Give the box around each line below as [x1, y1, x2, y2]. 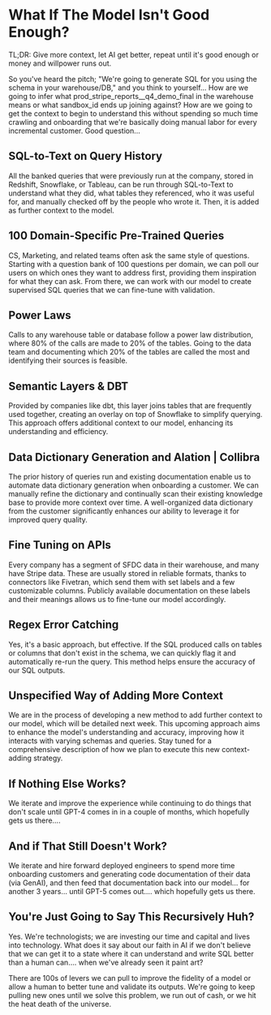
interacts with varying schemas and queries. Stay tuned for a [8, 736, 213, 746]
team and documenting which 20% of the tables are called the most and [8, 347, 250, 357]
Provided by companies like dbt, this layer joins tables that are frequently [8, 401, 252, 411]
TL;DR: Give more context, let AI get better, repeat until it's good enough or [8, 49, 260, 59]
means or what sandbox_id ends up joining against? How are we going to [8, 100, 253, 110]
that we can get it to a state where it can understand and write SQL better [8, 948, 254, 958]
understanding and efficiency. [8, 427, 109, 437]
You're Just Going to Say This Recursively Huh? [8, 910, 255, 924]
